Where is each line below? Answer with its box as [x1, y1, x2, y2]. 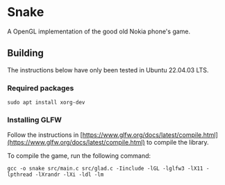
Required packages [7, 83, 74, 92]
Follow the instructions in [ [7, 131, 83, 139]
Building [7, 47, 44, 59]
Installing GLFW [7, 115, 62, 124]
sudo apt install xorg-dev [7, 99, 85, 106]
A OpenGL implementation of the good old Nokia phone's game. [7, 27, 191, 35]
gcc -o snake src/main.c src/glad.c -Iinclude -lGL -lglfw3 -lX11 [7, 165, 203, 172]
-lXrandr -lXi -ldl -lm [35, 171, 104, 178]
